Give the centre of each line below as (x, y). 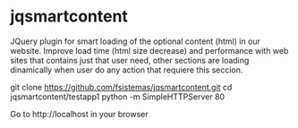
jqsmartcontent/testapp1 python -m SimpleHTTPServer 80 (118, 97)
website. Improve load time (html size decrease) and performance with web (149, 50)
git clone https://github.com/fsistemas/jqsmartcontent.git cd (121, 87)
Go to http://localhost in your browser (79, 114)
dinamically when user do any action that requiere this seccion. (127, 70)
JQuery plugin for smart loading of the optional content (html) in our (135, 41)
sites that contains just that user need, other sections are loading (130, 60)
